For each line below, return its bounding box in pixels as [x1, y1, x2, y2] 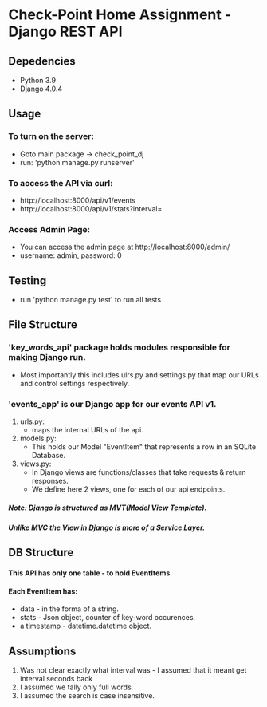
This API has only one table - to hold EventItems [8, 568, 171, 578]
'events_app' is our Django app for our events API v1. [8, 398, 217, 409]
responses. [31, 476, 69, 486]
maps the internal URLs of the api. [31, 425, 143, 435]
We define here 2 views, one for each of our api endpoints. [31, 484, 226, 494]
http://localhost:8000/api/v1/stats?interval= [19, 203, 163, 213]
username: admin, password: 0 [19, 251, 122, 260]
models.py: [19, 433, 57, 444]
